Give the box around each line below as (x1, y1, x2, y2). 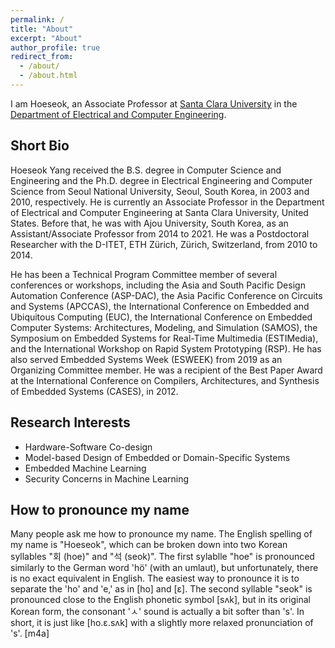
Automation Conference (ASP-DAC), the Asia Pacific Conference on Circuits (10, 289, 323, 301)
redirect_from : (10, 52, 74, 62)
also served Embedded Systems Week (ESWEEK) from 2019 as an (10, 353, 283, 365)
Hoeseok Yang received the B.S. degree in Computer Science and (10, 164, 282, 176)
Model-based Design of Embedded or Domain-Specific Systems (24, 451, 291, 463)
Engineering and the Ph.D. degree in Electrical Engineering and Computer (10, 174, 313, 186)
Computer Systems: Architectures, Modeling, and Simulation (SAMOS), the (10, 321, 318, 333)
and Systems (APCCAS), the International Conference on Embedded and (10, 300, 310, 312)
